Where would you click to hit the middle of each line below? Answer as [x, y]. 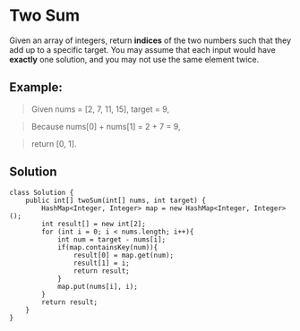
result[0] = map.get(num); [124, 255]
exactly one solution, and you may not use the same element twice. [134, 59]
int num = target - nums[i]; [111, 239]
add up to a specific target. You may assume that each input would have [142, 49]
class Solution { [42, 192]
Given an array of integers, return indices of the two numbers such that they [150, 40]
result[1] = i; [101, 263]
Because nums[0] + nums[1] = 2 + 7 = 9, [106, 126]
